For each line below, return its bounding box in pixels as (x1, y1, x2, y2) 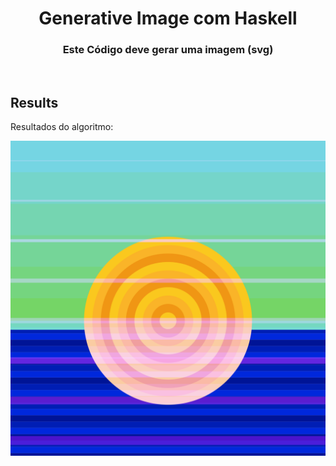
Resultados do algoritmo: (10, 121, 114, 133)
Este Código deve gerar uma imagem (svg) (62, 43, 274, 57)
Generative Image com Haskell (38, 7, 298, 30)
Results (10, 94, 59, 111)
